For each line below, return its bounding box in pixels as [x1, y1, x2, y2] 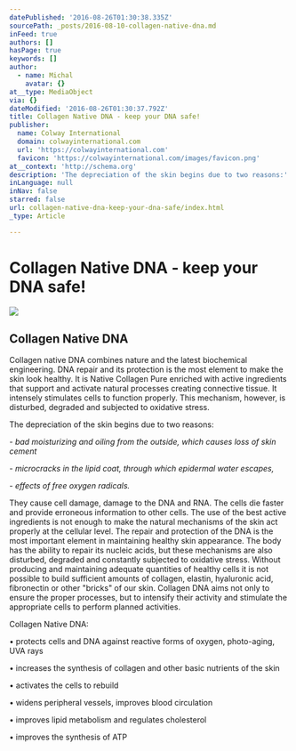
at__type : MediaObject [9, 87, 93, 96]
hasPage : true [9, 46, 62, 55]
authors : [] [9, 37, 53, 47]
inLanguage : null [9, 179, 74, 188]
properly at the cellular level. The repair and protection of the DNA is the [9, 526, 274, 537]
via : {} [9, 95, 38, 105]
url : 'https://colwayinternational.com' [17, 145, 169, 154]
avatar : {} [25, 79, 66, 88]
